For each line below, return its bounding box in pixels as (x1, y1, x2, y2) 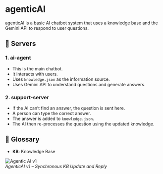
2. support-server (5, 94, 50, 101)
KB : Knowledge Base (12, 148, 55, 154)
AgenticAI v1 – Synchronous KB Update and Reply (5, 163, 108, 169)
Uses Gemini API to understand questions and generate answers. (12, 81, 146, 87)
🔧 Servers (5, 40, 36, 48)
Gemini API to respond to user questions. (5, 25, 89, 31)
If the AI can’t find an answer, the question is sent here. (12, 105, 125, 111)
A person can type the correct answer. (12, 110, 91, 116)
